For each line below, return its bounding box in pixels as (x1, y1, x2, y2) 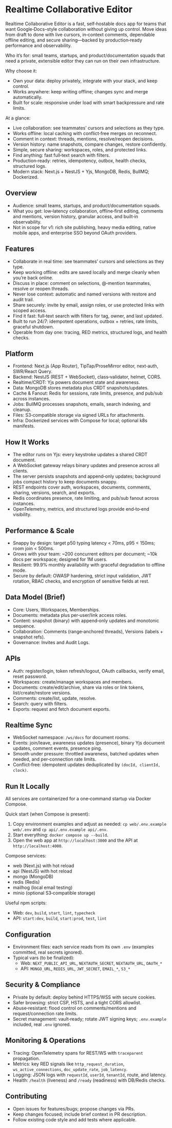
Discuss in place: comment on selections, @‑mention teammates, (12, 280, 151, 286)
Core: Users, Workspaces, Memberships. (12, 607, 100, 613)
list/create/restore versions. (12, 689, 71, 696)
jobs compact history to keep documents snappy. (12, 479, 118, 485)
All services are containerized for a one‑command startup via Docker (5, 795, 151, 802)
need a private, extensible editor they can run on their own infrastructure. (5, 57, 161, 64)
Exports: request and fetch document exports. (12, 706, 110, 712)
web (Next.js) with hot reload (12, 863, 74, 869)
